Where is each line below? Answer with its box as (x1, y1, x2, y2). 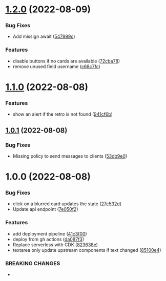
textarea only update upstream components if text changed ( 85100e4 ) (12, 247, 161, 253)
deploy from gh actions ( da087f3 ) (12, 236, 85, 242)
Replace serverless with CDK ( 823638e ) (12, 242, 98, 248)
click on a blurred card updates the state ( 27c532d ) (12, 201, 122, 207)
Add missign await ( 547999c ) (12, 33, 75, 39)
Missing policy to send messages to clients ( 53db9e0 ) (12, 153, 128, 159)
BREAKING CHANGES (5, 260, 60, 267)
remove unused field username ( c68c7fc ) (12, 63, 101, 70)
